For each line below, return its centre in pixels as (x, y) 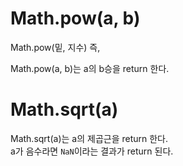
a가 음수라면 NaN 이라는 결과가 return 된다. (92, 151)
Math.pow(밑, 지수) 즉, (55, 47)
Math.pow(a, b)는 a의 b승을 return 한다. (90, 68)
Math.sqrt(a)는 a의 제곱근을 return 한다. (89, 138)
